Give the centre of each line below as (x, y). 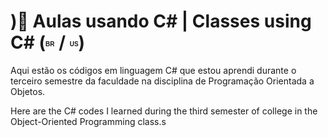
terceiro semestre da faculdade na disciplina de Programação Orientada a (162, 81)
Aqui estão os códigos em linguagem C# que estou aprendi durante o (153, 70)
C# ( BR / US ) (48, 42)
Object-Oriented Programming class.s (88, 121)
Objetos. (28, 91)
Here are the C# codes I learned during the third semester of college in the (164, 111)
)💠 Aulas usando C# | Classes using (161, 21)
